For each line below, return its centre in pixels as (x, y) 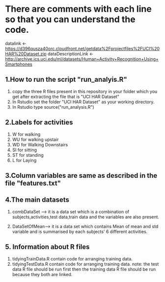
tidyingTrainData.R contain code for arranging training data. (72, 258)
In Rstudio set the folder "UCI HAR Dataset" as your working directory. (83, 102)
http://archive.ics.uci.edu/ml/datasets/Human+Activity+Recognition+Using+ (82, 59)
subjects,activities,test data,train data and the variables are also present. (86, 217)
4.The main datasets (37, 200)
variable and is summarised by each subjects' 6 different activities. (80, 232)
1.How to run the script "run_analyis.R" (66, 80)
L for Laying (24, 160)
